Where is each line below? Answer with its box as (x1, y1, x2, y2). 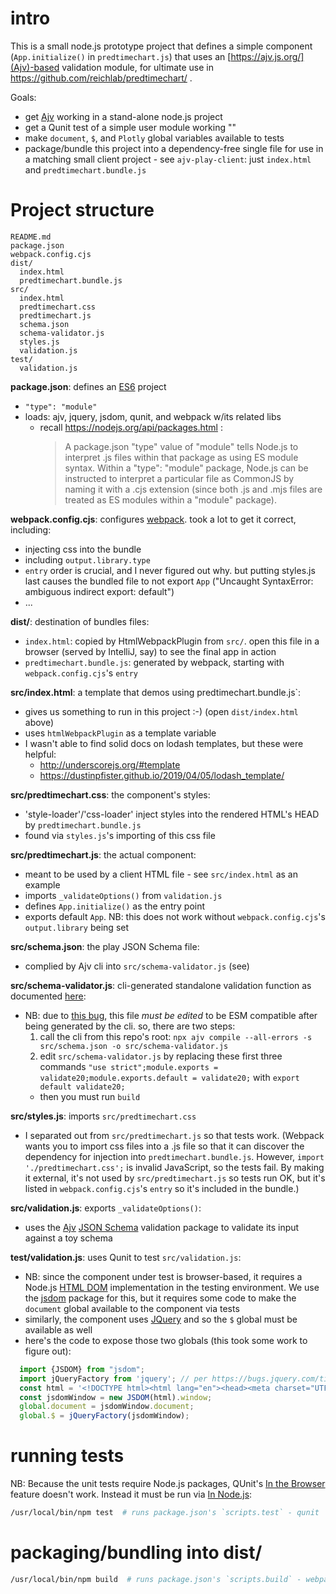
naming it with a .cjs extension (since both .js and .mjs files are (64, 483, 323, 495)
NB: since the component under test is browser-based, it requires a (24, 1270, 303, 1282)
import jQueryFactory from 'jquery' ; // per (19, 1373, 208, 1384)
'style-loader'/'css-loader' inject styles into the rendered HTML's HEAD (24, 808, 320, 820)
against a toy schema (24, 1232, 113, 1244)
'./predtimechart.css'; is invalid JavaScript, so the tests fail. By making (24, 1161, 325, 1173)
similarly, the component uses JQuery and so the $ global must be (24, 1313, 298, 1325)
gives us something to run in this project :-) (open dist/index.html (24, 705, 299, 717)
